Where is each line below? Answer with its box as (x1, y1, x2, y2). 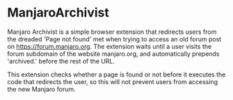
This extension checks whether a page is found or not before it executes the (7, 70, 226, 79)
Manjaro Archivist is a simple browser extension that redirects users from (7, 28, 217, 36)
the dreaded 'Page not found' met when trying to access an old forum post (7, 34, 222, 43)
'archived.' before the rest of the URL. (7, 57, 115, 65)
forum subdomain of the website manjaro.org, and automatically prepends (7, 50, 220, 58)
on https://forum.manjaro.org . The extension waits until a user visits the (7, 42, 212, 50)
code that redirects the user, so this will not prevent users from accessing (7, 77, 218, 86)
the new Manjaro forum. (7, 85, 76, 93)
